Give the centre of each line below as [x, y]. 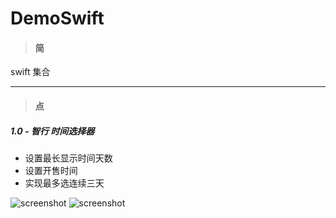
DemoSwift [57, 18]
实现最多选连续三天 [64, 183]
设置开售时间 [51, 170]
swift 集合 [30, 72]
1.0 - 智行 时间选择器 [52, 131]
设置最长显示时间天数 [68, 158]
